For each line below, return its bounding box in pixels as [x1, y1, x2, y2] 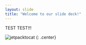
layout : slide [5, 7, 34, 12]
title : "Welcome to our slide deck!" [5, 12, 82, 16]
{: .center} [35, 34, 56, 40]
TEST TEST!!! [5, 25, 32, 30]
